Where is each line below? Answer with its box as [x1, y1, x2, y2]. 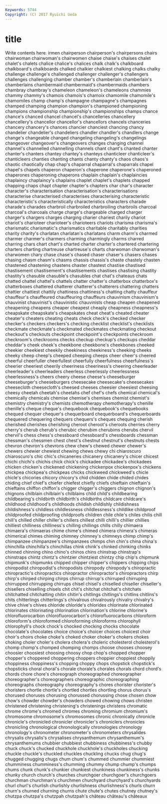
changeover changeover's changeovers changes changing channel [5, 140, 144, 146]
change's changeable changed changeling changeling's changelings [5, 135, 147, 141]
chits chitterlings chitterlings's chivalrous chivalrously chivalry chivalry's [5, 597, 154, 603]
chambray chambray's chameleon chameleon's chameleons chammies [5, 87, 151, 93]
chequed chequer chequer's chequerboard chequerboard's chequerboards [5, 411, 161, 417]
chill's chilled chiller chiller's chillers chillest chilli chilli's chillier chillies [5, 517, 150, 523]
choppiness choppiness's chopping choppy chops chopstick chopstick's [5, 661, 156, 667]
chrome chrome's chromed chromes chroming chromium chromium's [5, 708, 148, 715]
